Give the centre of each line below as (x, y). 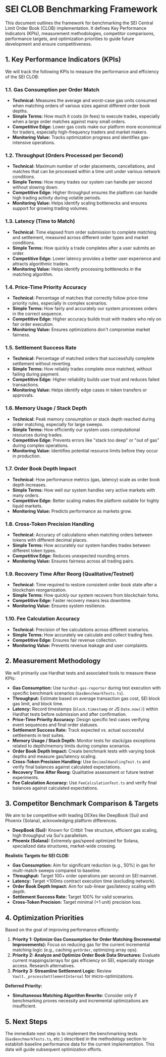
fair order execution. (33, 324)
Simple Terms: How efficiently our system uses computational (76, 430)
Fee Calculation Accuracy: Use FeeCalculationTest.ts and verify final (84, 783)
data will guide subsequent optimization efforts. (54, 1049)
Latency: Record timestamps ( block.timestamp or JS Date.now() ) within (85, 709)
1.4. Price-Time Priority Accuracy (46, 287)
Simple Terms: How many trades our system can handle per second (82, 182)
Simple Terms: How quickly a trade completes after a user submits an (84, 248)
